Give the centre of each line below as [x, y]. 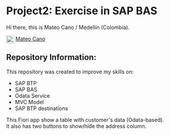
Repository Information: [51, 57]
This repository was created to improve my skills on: [70, 72]
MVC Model [29, 102]
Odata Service [32, 95]
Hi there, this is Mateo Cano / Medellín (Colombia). [68, 27]
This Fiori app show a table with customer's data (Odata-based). [85, 120]
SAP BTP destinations [41, 108]
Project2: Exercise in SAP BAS [82, 11]
